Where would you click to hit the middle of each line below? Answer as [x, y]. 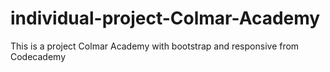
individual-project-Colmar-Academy [165, 18]
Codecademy [38, 56]
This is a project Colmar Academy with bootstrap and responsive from [155, 46]
